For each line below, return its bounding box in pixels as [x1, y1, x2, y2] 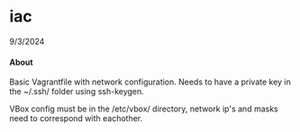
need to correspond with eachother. [9, 113, 143, 124]
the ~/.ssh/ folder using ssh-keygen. [9, 86, 144, 97]
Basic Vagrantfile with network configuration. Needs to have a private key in [9, 76, 291, 87]
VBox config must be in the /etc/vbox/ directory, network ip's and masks [9, 103, 278, 114]
